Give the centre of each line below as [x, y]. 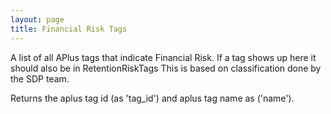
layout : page [37, 19]
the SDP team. [40, 78]
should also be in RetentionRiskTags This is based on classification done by [166, 68]
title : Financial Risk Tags [69, 29]
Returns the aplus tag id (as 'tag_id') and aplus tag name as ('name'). [152, 98]
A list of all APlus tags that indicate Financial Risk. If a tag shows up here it [163, 57]
